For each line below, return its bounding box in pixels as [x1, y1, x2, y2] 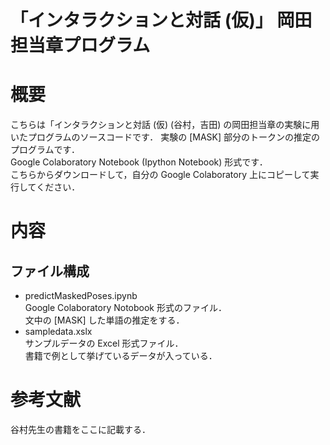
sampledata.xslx [24, 326, 93, 338]
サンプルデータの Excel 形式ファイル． [24, 337, 184, 350]
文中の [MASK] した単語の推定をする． [24, 314, 185, 326]
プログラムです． [10, 144, 81, 156]
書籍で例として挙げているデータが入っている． [24, 350, 218, 362]
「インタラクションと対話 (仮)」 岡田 [10, 9, 313, 32]
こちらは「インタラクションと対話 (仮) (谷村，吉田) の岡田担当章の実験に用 [10, 119, 320, 131]
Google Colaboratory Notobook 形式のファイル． [24, 302, 227, 314]
